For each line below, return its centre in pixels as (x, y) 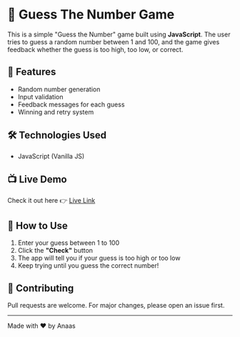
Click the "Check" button (55, 251)
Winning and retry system (56, 112)
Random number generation (59, 89)
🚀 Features (32, 72)
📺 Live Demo (37, 179)
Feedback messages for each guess (71, 104)
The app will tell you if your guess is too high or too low (99, 258)
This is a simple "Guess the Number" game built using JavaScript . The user (119, 34)
